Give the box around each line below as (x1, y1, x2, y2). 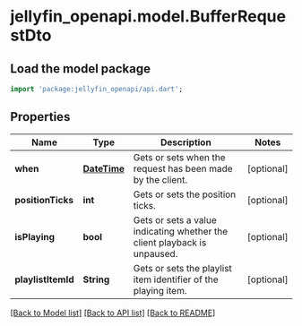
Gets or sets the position (133, 188, 237, 201)
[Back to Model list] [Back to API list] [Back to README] (10, 307, 216, 318)
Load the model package (10, 61, 151, 76)
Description (160, 136, 211, 149)
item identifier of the (133, 273, 219, 286)
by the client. (133, 173, 188, 185)
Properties (10, 109, 71, 124)
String (82, 273, 110, 286)
